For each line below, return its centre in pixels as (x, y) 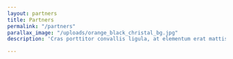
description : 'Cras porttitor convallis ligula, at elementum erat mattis (118, 39)
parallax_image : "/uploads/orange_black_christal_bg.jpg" (93, 33)
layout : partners (32, 13)
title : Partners (31, 20)
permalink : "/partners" (42, 26)
